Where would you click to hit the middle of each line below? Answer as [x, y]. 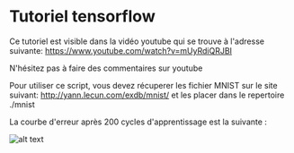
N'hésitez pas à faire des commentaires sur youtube [106, 68]
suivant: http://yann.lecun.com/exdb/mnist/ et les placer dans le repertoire [147, 95]
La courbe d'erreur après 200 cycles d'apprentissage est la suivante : [138, 122]
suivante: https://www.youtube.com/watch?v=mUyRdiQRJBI [120, 50]
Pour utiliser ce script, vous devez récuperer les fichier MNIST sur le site [143, 85]
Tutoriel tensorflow [82, 17]
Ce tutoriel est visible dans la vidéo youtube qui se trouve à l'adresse [137, 41]
